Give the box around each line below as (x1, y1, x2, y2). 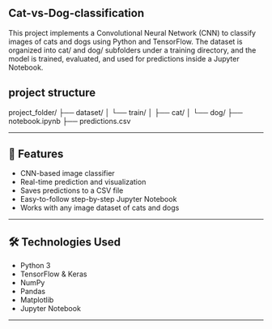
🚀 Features (8, 147, 64, 161)
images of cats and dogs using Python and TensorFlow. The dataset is (8, 36, 243, 46)
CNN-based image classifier (19, 169, 115, 178)
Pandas (19, 287, 46, 297)
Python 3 (19, 261, 51, 271)
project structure (8, 86, 96, 100)
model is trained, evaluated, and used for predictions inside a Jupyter (8, 53, 240, 63)
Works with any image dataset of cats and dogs (19, 203, 180, 213)
